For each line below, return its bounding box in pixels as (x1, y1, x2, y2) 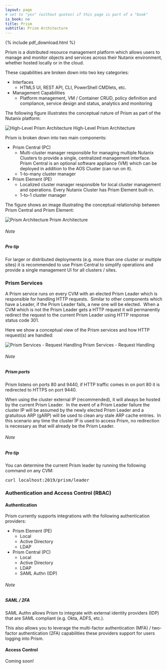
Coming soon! (5, 658, 34, 664)
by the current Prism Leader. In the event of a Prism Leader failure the (5, 401, 150, 407)
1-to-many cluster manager (19, 171, 76, 177)
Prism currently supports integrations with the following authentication (5, 513, 150, 519)
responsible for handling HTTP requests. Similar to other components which (5, 296, 163, 302)
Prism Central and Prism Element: (5, 207, 74, 213)
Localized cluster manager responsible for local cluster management (19, 182, 161, 188)
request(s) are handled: (5, 333, 53, 338)
